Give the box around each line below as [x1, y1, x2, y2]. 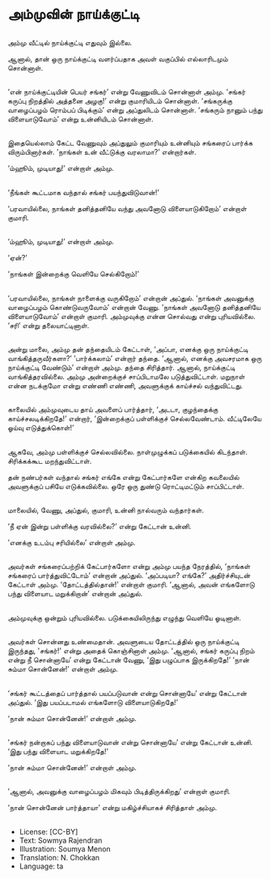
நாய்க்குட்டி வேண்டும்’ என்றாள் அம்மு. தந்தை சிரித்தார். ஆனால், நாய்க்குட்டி [7, 362, 235, 372]
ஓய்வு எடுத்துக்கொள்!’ [7, 423, 74, 433]
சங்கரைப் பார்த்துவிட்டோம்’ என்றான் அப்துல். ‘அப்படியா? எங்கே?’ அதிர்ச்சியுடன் [7, 571, 251, 580]
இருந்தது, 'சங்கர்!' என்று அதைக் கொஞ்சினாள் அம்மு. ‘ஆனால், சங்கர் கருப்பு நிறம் [7, 646, 256, 656]
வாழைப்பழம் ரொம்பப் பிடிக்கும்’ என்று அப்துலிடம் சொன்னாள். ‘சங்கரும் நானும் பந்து [7, 104, 263, 114]
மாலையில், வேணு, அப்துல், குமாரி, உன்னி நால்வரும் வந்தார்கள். [7, 505, 204, 515]
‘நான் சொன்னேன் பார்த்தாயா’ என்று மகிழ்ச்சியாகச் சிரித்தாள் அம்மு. [7, 803, 218, 813]
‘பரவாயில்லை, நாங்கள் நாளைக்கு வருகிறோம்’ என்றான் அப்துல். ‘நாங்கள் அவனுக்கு [7, 293, 254, 303]
